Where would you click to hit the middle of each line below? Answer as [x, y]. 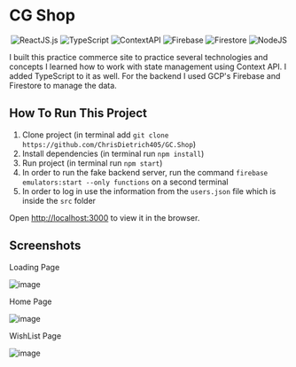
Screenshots [45, 246]
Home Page [31, 301]
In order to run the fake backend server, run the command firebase [145, 172]
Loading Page [35, 267]
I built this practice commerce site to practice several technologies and [139, 57]
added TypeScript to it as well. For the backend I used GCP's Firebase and [145, 75]
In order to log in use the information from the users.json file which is [149, 191]
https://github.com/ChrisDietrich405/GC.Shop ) [109, 144]
